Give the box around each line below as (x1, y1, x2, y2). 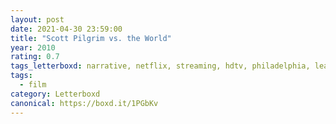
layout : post (10, 14, 65, 25)
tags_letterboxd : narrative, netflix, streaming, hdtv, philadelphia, (10, 61, 311, 71)
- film (19, 80, 47, 90)
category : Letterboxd (10, 89, 101, 99)
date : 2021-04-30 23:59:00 (10, 24, 123, 34)
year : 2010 (10, 42, 56, 53)
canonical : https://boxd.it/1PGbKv (10, 98, 159, 108)
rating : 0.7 (10, 52, 60, 62)
